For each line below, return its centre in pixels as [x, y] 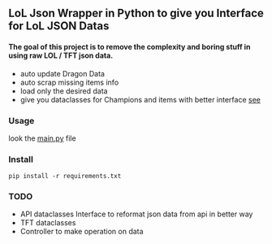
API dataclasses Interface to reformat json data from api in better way [136, 214]
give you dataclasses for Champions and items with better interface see [140, 99]
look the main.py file [42, 138]
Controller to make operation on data [82, 232]
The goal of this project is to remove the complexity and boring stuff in [130, 46]
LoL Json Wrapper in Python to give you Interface [136, 13]
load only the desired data [64, 91]
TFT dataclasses [48, 223]
